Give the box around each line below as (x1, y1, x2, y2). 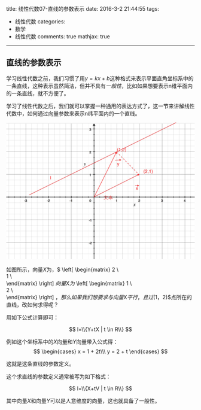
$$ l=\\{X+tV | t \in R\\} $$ (68, 385, 133, 392)
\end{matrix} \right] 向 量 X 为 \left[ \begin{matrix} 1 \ (6, 280, 132, 287)
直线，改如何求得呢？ (6, 301, 59, 308)
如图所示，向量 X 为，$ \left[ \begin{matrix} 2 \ (6, 266, 118, 274)
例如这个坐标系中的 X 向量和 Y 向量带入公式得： (6, 338, 118, 345)
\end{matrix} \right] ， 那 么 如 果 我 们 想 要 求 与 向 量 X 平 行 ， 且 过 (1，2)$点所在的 (6, 294, 193, 301)
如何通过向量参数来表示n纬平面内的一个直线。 (26, 110, 141, 117)
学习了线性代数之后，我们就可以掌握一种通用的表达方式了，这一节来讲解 (6, 102, 184, 110)
